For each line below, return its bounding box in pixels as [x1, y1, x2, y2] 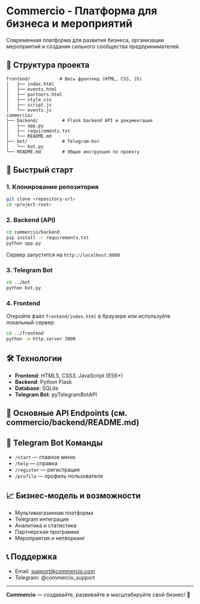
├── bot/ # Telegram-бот [6, 138, 100, 144]
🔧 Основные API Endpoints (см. [6, 408, 127, 418]
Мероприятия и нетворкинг [14, 534, 85, 542]
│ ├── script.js [6, 102, 52, 108]
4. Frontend [6, 299, 40, 308]
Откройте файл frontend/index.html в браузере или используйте [6, 312, 171, 320]
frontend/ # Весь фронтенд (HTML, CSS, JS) [6, 76, 143, 82]
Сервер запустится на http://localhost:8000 [6, 251, 120, 258]
